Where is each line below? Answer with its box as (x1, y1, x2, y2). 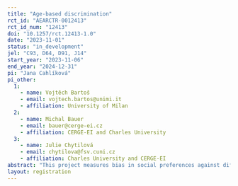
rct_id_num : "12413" (7, 23, 69, 30)
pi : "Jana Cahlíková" (7, 69, 72, 76)
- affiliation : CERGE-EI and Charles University (20, 129, 166, 136)
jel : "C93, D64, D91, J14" (7, 50, 87, 57)
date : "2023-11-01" (7, 37, 65, 44)
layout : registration (7, 168, 72, 175)
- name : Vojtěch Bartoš (20, 89, 91, 96)
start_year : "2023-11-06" (7, 57, 84, 64)
